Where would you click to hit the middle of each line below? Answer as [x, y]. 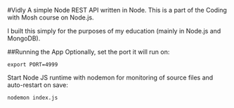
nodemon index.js [33, 98]
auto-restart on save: [38, 85]
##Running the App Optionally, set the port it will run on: [89, 52]
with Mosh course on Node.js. [51, 17]
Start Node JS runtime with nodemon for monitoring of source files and [110, 77]
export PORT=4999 [33, 65]
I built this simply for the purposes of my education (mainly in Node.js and [114, 31]
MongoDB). [24, 38]
